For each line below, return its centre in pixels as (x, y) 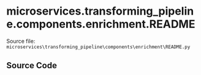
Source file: (21, 41)
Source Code (32, 66)
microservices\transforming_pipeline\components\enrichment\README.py (98, 47)
